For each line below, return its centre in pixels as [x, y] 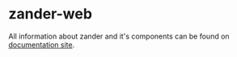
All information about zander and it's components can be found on [119, 36]
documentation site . [42, 44]
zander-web [51, 14]
